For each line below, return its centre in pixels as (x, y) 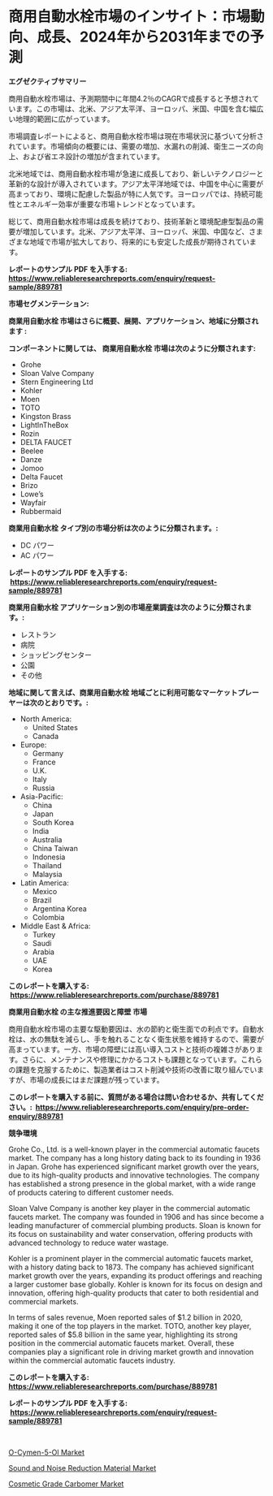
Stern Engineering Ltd (56, 382)
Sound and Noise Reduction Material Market (82, 1468)
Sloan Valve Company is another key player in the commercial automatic (129, 1208)
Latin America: (44, 883)
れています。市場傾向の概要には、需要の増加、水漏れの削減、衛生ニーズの (132, 146)
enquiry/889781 (36, 1116)
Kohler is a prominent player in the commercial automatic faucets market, (131, 1258)
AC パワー (37, 555)
